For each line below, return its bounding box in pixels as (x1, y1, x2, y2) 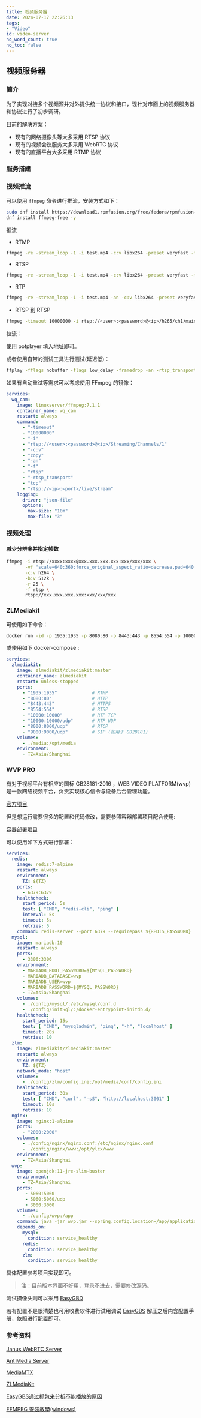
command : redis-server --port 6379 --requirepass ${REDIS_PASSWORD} (17, 928, 191, 934)
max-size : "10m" (28, 508, 68, 514)
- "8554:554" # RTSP (22, 706, 109, 713)
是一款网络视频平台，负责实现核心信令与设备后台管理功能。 (6, 787, 153, 795)
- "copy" (22, 452, 44, 458)
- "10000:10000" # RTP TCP (22, 712, 117, 718)
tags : (6, 20, 20, 26)
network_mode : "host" (17, 1068, 71, 1074)
